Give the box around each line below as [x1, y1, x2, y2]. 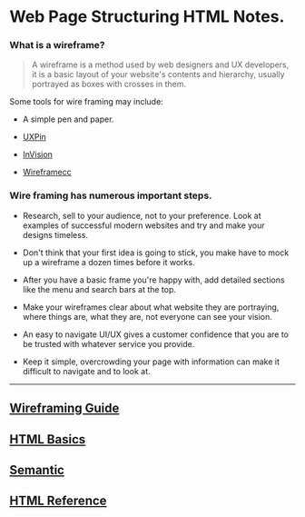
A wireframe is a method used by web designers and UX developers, [31, 59, 290, 70]
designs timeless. [22, 229, 89, 240]
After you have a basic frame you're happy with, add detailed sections [22, 274, 285, 285]
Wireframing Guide [9, 401, 120, 416]
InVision [22, 149, 53, 160]
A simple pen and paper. [22, 114, 114, 124]
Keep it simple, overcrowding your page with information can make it [22, 356, 280, 367]
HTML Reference [9, 493, 107, 509]
